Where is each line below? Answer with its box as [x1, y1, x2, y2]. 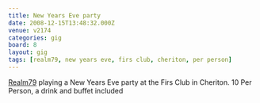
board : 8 [8, 41, 37, 49]
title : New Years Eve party [8, 11, 101, 20]
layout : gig [8, 48, 48, 56]
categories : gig [8, 33, 62, 42]
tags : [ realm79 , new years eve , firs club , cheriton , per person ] [8, 56, 232, 64]
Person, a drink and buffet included [8, 86, 124, 95]
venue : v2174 [8, 26, 52, 34]
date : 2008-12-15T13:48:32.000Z [8, 19, 115, 27]
